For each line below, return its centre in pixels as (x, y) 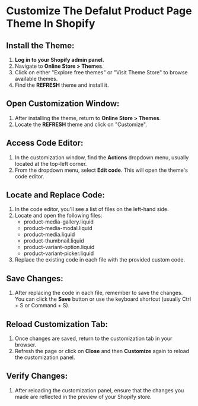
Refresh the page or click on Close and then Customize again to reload (102, 351)
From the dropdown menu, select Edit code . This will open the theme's (101, 170)
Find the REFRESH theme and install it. (62, 85)
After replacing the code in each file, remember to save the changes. (99, 293)
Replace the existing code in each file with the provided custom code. (100, 260)
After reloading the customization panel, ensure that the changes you (99, 390)
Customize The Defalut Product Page (99, 11)
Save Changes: (35, 278)
